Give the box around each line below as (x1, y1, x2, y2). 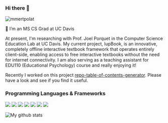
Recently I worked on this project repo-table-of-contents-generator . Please (5, 72, 162, 78)
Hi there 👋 (5, 5, 30, 12)
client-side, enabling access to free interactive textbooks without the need (5, 51, 160, 57)
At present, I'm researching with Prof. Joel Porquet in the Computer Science (5, 35, 163, 42)
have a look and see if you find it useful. (5, 78, 88, 84)
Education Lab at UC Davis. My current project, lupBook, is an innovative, (5, 41, 157, 47)
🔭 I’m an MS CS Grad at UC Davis (5, 26, 75, 32)
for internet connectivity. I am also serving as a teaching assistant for (5, 57, 149, 63)
